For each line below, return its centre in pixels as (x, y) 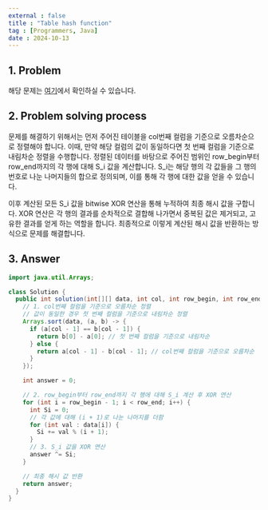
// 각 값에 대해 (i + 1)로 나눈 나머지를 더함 (96, 417)
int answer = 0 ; (50, 381)
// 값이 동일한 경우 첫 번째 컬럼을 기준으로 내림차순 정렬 (105, 314)
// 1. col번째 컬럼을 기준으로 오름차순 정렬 (87, 307)
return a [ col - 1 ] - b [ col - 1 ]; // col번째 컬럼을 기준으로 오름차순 (146, 351)
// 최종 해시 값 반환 (53, 476)
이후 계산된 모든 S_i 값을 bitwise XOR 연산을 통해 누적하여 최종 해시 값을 (121, 203)
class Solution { (37, 292)
